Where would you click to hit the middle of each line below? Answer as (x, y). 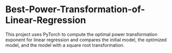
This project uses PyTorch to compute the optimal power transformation (81, 34)
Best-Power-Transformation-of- (75, 9)
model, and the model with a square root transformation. (65, 45)
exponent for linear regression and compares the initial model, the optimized (86, 40)
